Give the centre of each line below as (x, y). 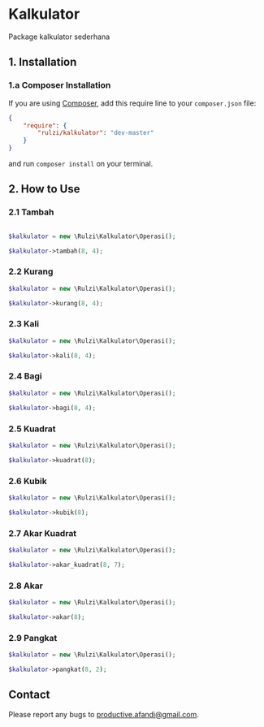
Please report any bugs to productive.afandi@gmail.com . (104, 714)
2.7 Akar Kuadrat (43, 533)
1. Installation (43, 62)
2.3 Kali (24, 324)
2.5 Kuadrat (32, 429)
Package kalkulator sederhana (59, 37)
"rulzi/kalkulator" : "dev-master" (96, 133)
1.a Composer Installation (60, 85)
